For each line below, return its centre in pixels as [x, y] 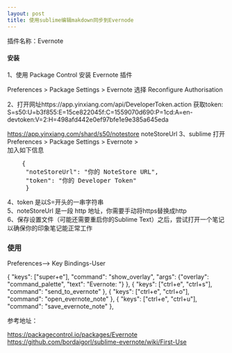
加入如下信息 [25, 149]
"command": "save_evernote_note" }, [60, 306]
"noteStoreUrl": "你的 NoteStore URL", [92, 172]
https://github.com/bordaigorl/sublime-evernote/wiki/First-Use [97, 342]
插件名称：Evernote [35, 41]
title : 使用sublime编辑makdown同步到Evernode [71, 20]
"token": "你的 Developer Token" [81, 180]
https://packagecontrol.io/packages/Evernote [72, 335]
